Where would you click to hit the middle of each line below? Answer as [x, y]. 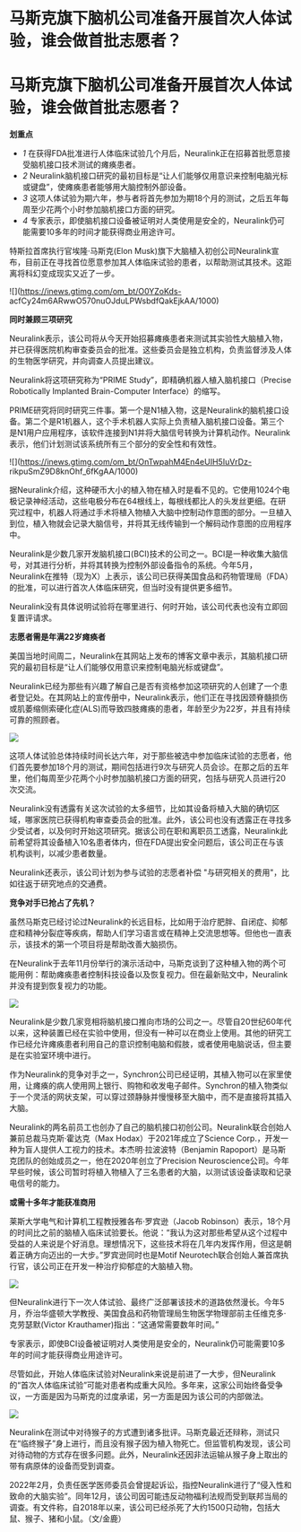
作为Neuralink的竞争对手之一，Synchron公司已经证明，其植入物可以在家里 [146, 1074]
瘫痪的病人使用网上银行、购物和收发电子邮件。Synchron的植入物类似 [160, 1086]
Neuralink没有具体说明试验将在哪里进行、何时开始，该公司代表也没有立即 [145, 607]
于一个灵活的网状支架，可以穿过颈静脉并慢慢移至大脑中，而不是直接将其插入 [150, 1097]
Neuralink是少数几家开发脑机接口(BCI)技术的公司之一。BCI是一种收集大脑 [145, 554]
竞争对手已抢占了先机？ [52, 903]
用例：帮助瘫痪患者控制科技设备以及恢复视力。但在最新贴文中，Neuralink [152, 975]
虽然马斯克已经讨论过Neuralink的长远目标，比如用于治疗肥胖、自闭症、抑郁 [149, 922]
